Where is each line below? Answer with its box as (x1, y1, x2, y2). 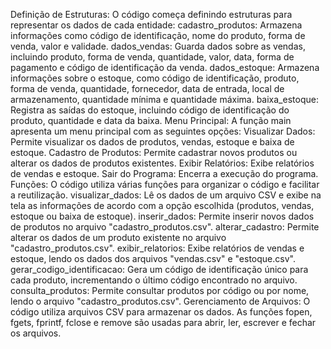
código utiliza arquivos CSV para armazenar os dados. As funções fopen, (10, 306, 313, 318)
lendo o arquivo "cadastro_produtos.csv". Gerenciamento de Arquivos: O (10, 295, 311, 307)
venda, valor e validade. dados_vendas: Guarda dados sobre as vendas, (10, 40, 306, 52)
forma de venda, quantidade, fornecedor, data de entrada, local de (10, 83, 285, 94)
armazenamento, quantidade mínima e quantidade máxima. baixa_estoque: (10, 94, 319, 105)
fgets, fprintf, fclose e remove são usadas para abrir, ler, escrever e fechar (10, 317, 317, 328)
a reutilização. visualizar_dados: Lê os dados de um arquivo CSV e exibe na (10, 189, 322, 201)
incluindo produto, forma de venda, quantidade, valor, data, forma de (10, 51, 295, 63)
